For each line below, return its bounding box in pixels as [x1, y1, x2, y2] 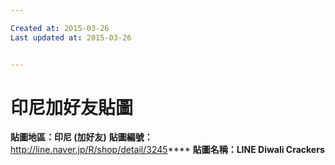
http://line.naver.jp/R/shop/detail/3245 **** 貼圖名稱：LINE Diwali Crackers [10, 144, 325, 156]
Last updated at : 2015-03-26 [10, 32, 132, 43]
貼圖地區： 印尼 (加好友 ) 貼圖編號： [10, 131, 153, 143]
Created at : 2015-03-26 [10, 23, 110, 33]
